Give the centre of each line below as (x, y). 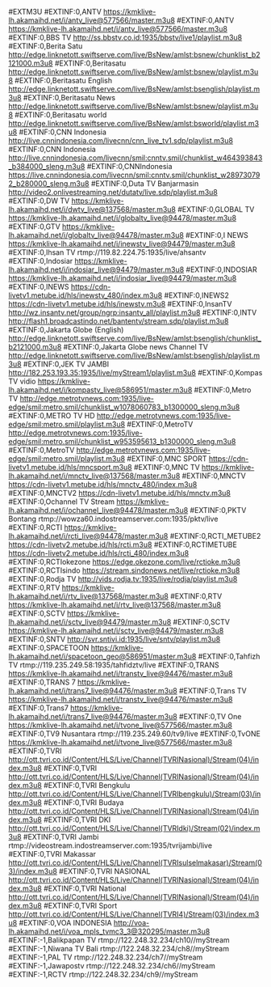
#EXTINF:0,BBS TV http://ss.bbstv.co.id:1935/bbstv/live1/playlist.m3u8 (125, 37)
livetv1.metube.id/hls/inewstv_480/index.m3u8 (85, 295)
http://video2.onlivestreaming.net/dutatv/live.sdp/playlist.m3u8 (113, 192)
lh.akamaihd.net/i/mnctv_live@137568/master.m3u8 (94, 476)
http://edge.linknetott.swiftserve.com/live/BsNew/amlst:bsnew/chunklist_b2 (134, 55)
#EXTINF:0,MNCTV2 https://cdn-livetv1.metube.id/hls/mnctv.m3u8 (120, 493)
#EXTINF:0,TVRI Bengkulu (87, 785)
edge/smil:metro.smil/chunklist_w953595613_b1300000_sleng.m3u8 (122, 441)
